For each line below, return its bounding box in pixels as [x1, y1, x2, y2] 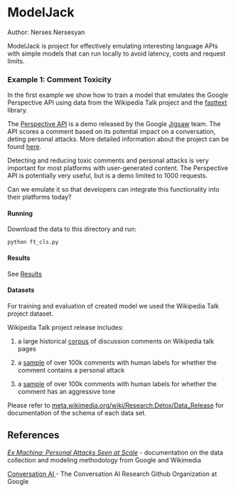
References [7, 429, 60, 442]
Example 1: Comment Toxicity [7, 74, 112, 84]
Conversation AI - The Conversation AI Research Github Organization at [7, 469, 218, 478]
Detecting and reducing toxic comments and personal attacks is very [7, 156, 209, 165]
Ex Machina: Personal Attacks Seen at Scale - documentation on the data [7, 448, 224, 457]
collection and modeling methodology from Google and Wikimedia [7, 455, 201, 464]
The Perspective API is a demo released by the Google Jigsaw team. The [7, 120, 221, 128]
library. [7, 106, 28, 115]
